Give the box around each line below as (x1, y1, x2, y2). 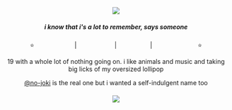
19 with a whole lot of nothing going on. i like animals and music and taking (7, 57, 225, 65)
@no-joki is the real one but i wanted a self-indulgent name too (24, 78, 208, 87)
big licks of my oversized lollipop (68, 65, 164, 73)
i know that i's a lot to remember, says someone (44, 22, 188, 31)
